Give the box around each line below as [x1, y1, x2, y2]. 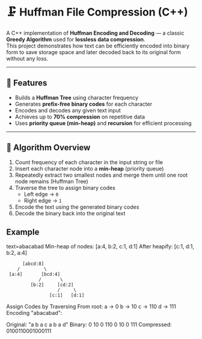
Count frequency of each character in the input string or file [14, 158, 164, 166]
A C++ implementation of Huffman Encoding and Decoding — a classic [6, 29, 185, 37]
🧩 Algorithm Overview [6, 142, 91, 153]
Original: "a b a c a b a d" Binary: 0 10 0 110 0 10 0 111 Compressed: [6, 321, 173, 328]
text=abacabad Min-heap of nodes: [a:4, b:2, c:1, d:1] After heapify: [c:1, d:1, [6, 243, 194, 250]
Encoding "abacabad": [6, 310, 63, 317]
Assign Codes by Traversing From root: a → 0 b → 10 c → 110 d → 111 [6, 303, 176, 310]
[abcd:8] [22, 261, 44, 267]
